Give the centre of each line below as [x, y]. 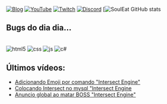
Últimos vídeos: [36, 67]
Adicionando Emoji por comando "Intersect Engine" [78, 82]
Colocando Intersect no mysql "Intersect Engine [73, 89]
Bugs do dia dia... [39, 28]
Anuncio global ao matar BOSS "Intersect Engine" [75, 94]
